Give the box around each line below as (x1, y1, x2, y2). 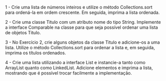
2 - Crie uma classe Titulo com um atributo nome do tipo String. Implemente (5, 19, 161, 25)
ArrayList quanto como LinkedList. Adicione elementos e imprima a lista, (5, 65, 153, 71)
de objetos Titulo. (5, 30, 41, 35)
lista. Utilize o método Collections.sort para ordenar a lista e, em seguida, (5, 45, 155, 50)
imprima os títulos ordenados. (5, 50, 66, 56)
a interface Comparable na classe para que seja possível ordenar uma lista (5, 24, 158, 30)
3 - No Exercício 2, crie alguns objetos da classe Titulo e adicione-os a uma (5, 39, 160, 45)
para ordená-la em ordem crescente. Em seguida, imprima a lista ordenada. (5, 9, 160, 15)
